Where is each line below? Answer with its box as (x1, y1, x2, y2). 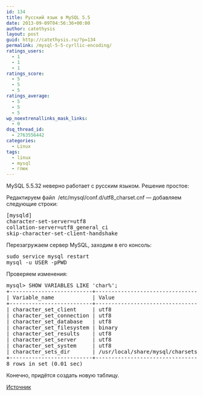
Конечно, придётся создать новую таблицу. (6, 372, 120, 379)
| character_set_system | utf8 (6, 342, 112, 350)
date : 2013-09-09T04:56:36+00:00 (6, 20, 91, 26)
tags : (6, 149, 20, 155)
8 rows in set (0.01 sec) (6, 360, 83, 368)
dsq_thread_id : (6, 127, 45, 133)
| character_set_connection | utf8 (6, 312, 112, 319)
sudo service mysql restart (6, 253, 89, 260)
